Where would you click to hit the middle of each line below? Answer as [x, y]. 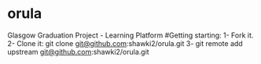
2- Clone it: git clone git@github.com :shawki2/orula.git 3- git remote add [125, 43]
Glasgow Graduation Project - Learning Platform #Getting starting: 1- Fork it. [130, 35]
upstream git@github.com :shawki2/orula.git [79, 52]
